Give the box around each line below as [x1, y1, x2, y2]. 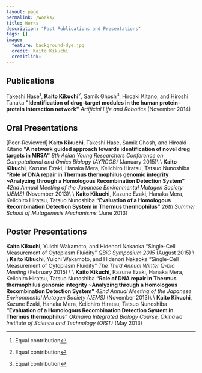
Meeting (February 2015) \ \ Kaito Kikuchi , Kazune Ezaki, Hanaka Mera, [6, 268, 184, 276]
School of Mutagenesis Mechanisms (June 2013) [6, 209, 128, 217]
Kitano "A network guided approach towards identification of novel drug [6, 145, 191, 152]
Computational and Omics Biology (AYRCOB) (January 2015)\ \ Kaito [6, 158, 177, 165]
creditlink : [11, 54, 42, 60]
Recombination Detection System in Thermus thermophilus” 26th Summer [6, 203, 195, 210]
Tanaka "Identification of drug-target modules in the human [6, 99, 159, 106]
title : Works [6, 20, 39, 26]
